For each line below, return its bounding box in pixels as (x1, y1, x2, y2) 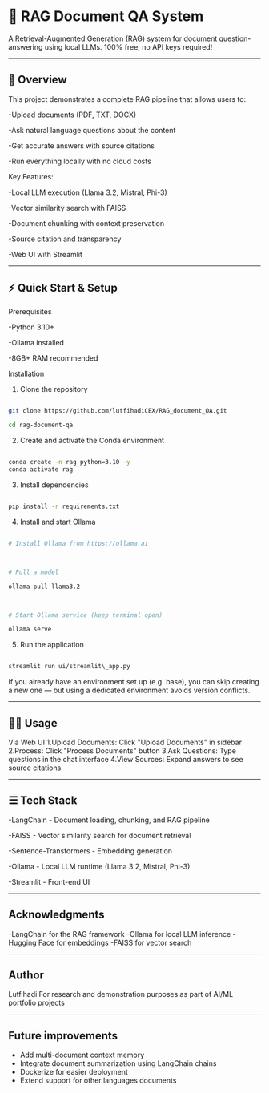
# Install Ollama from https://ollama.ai (8, 539, 149, 547)
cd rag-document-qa (8, 421, 74, 430)
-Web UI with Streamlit (8, 249, 82, 259)
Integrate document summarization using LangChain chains (19, 1059, 217, 1068)
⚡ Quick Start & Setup (8, 281, 118, 295)
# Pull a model (8, 568, 59, 576)
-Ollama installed (8, 337, 64, 347)
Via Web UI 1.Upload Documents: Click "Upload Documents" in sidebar (8, 737, 243, 747)
